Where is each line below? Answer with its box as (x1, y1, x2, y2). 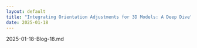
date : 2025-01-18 (6, 19, 49, 25)
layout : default (6, 8, 46, 15)
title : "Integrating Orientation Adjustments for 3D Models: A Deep (6, 14, 177, 20)
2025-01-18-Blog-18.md (6, 36, 64, 43)
